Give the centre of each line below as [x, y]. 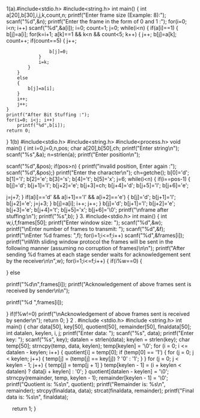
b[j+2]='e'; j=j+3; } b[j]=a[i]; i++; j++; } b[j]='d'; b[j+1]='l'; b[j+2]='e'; [91, 203]
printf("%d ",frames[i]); [35, 302]
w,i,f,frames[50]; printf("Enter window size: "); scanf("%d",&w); [85, 223]
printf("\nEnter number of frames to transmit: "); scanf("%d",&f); [86, 229]
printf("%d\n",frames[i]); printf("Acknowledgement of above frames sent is [99, 284]
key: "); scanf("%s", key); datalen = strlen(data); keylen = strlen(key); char [98, 340]
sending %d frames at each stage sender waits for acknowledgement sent [98, 254]
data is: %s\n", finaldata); [38, 397]
